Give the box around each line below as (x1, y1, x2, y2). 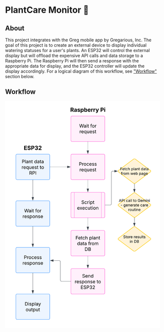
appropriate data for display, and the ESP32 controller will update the (5, 63, 145, 69)
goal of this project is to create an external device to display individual (5, 42, 147, 48)
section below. (5, 74, 34, 79)
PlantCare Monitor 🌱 (5, 4, 89, 16)
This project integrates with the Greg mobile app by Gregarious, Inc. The (5, 37, 152, 43)
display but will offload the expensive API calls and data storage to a (5, 53, 143, 58)
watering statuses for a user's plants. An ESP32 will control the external (5, 48, 150, 53)
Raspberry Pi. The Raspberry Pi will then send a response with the (5, 58, 139, 63)
